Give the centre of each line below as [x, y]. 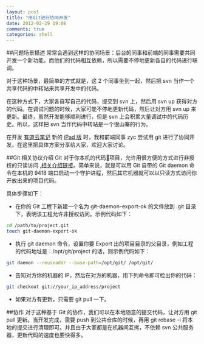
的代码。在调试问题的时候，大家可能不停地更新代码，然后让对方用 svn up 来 [101, 109]
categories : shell [29, 35]
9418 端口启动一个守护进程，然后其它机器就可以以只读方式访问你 [116, 173]
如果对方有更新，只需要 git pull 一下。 [62, 299]
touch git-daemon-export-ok [42, 231]
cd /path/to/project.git [38, 226]
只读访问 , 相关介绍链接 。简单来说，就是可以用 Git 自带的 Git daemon [102, 166]
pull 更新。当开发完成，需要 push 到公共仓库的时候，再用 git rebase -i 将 [97, 320]
